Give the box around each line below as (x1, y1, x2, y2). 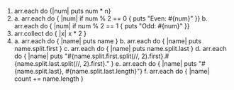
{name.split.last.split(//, (13, 60, 82, 67)
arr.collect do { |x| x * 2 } (13, 29, 87, 38)
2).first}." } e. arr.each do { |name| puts (82, 60, 197, 67)
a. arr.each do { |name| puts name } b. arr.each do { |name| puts (13, 37, 202, 45)
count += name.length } (13, 74, 84, 83)
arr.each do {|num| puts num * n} (13, 7, 111, 15)
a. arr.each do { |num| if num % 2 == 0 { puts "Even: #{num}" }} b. (13, 14, 208, 23)
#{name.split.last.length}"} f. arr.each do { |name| (65, 67, 210, 75)
